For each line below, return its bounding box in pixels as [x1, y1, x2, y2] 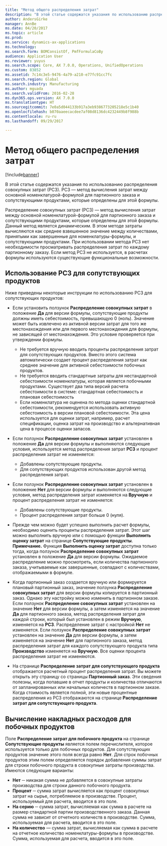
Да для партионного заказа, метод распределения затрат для [12, 611, 146, 617]
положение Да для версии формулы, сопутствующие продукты [12, 310, 148, 316]
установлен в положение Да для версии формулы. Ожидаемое [12, 554, 148, 560]
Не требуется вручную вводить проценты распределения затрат [19, 346, 159, 352]
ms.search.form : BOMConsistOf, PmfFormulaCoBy [5, 49, 103, 54]
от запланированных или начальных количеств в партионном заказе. [12, 684, 161, 690]
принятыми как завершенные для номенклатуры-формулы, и [5, 233, 136, 239]
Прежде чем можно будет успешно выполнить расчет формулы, [12, 522, 151, 528]
